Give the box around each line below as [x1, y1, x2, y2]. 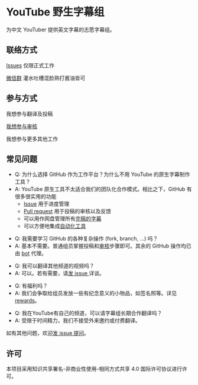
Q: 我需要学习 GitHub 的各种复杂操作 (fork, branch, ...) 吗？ [14, 235, 158, 242]
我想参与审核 [6, 122, 37, 130]
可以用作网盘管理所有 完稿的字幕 [23, 215, 102, 222]
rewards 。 [14, 297, 40, 304]
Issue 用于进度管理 [23, 200, 70, 207]
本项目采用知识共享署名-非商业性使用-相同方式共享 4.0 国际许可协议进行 [6, 366, 182, 373]
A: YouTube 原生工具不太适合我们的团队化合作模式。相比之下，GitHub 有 [14, 185, 192, 192]
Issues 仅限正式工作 [6, 61, 55, 68]
